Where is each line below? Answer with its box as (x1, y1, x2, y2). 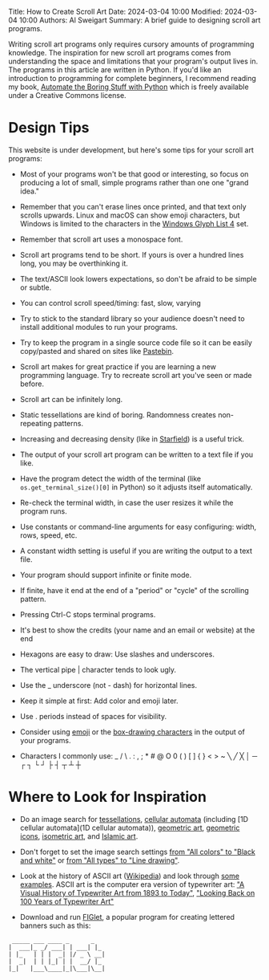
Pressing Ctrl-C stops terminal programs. (19, 609, 156, 619)
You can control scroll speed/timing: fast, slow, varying (19, 298, 202, 307)
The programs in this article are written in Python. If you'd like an (8, 65, 222, 75)
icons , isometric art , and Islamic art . (19, 831, 139, 841)
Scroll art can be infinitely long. (19, 394, 123, 404)
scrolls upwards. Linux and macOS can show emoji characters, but (19, 210, 240, 220)
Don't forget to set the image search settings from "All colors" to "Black (19, 847, 256, 856)
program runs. (19, 506, 67, 516)
